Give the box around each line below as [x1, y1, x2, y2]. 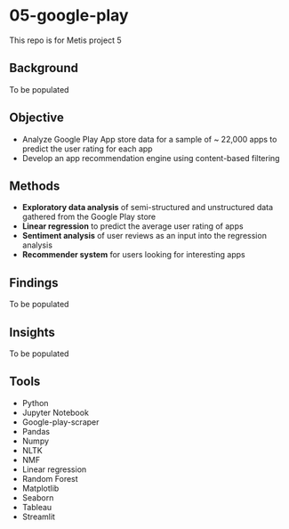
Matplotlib [21, 483, 60, 493]
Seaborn [21, 492, 54, 503]
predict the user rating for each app [21, 143, 153, 154]
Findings [9, 275, 60, 290]
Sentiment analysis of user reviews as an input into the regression [21, 231, 267, 241]
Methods [9, 178, 60, 193]
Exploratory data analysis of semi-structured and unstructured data [21, 202, 274, 213]
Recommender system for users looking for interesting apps [21, 249, 246, 260]
